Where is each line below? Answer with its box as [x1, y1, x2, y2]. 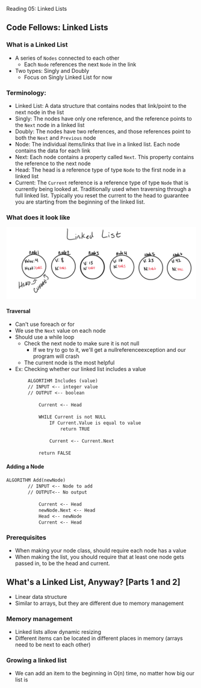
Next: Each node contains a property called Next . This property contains [14, 153, 194, 160]
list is [14, 676, 28, 683]
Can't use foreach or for [14, 321, 75, 328]
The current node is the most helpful [23, 359, 115, 366]
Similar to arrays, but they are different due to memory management [14, 599, 184, 607]
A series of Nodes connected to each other [14, 54, 120, 61]
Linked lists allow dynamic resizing [14, 628, 101, 636]
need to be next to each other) [14, 641, 91, 648]
